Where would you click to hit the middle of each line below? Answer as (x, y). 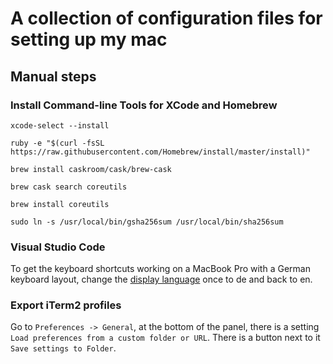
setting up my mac (89, 39)
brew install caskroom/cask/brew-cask (91, 169)
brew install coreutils (60, 204)
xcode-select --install (60, 125)
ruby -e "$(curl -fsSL (57, 143)
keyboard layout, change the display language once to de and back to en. (161, 279)
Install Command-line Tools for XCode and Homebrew (144, 105)
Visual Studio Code (58, 247)
